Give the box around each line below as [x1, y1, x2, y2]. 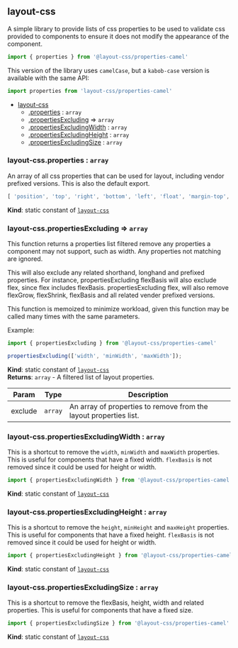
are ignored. [7, 255, 43, 263]
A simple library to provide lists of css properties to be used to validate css [7, 24, 225, 33]
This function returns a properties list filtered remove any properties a [7, 240, 211, 248]
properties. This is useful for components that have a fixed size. [7, 606, 193, 615]
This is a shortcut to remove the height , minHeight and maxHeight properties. [7, 523, 229, 532]
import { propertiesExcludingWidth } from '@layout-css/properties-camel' [7, 476, 233, 484]
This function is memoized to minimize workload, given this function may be [7, 305, 229, 313]
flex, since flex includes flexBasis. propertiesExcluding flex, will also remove [7, 284, 229, 292]
